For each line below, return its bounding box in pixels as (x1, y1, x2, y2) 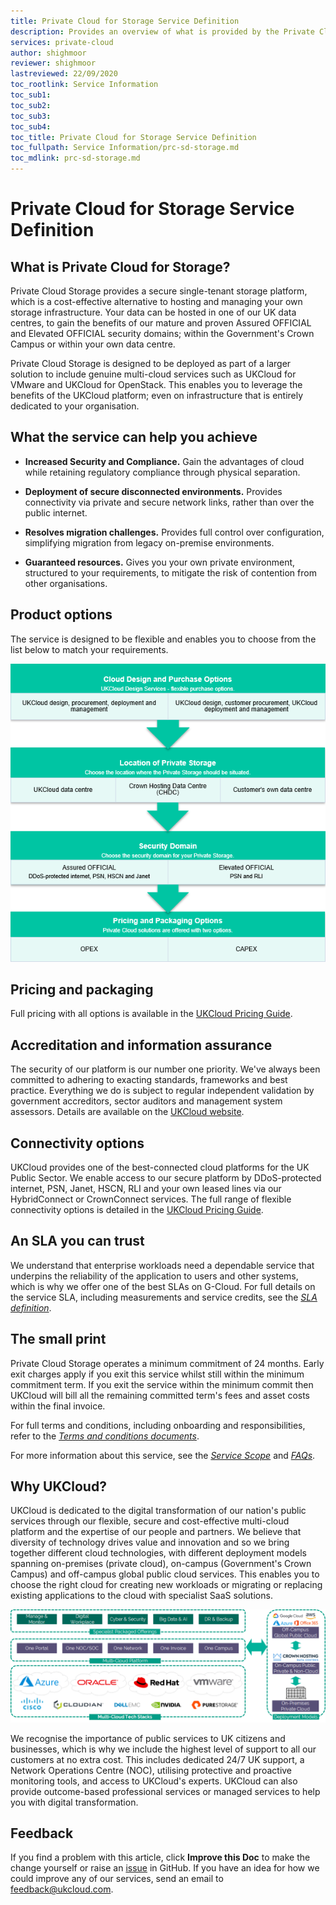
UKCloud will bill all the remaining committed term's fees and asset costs (10, 1389, 311, 1401)
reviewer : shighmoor (10, 58, 97, 69)
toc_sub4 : (10, 121, 52, 132)
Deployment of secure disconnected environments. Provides (24, 485, 283, 497)
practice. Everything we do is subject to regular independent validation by (10, 1085, 315, 1097)
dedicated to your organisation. (10, 400, 140, 412)
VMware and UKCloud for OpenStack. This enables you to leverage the (10, 379, 303, 390)
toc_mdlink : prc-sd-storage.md (10, 153, 141, 164)
